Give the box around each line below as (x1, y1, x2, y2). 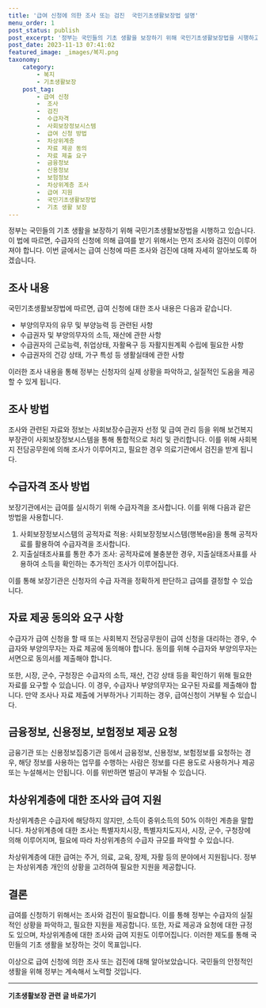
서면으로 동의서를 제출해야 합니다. (8, 653, 112, 662)
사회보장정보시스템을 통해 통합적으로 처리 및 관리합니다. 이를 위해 (35, 435, 237, 444)
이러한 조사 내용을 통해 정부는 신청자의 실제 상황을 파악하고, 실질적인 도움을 (8, 367, 241, 376)
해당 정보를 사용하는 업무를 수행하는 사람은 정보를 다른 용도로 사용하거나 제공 (18, 758, 256, 767)
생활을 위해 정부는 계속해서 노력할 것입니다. (8, 967, 142, 976)
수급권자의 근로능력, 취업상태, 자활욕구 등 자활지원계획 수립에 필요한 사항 (19, 340, 244, 349)
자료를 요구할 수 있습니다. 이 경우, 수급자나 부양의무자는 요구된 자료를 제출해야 (8, 680, 249, 689)
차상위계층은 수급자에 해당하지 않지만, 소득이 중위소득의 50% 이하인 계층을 (8, 815, 239, 825)
